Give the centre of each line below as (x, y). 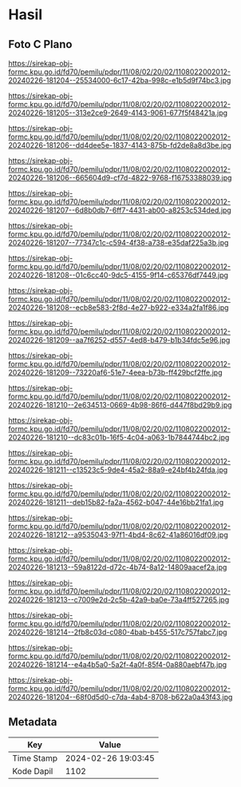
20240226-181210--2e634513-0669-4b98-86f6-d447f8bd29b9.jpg (120, 405)
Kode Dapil (33, 771)
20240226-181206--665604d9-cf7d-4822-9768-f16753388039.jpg (120, 178)
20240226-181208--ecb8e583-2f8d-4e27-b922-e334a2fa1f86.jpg (119, 308)
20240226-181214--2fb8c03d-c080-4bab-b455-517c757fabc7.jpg (118, 632)
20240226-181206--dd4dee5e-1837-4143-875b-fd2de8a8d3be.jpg (120, 145)
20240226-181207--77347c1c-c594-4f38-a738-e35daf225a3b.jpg (119, 242)
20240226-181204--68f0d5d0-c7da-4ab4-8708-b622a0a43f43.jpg (120, 697)
